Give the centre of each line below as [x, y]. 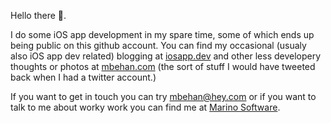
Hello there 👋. [38, 15]
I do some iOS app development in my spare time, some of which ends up [162, 34]
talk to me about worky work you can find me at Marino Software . [145, 107]
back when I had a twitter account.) [83, 77]
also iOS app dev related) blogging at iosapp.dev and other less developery [166, 56]
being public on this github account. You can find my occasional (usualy [158, 45]
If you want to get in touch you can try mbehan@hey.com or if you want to [163, 96]
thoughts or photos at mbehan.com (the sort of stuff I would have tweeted [163, 66]
